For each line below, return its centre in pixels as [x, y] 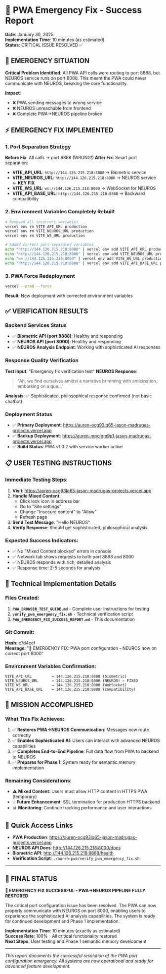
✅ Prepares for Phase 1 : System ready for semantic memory [74, 762]
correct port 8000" [24, 654]
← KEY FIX [23, 183]
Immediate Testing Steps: [37, 480]
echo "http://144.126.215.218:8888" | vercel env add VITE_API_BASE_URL [82, 263]
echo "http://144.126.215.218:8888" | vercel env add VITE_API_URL [76, 249]
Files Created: [22, 598]
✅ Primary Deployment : [37, 425]
